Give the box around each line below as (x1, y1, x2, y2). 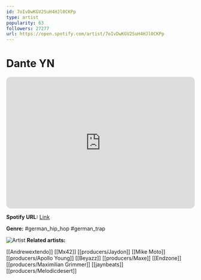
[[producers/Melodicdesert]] (6, 267, 77, 275)
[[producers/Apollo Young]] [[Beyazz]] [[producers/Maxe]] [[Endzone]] (6, 255, 181, 262)
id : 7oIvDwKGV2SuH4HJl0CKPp (6, 8, 77, 15)
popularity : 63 (6, 20, 44, 26)
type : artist (6, 14, 39, 20)
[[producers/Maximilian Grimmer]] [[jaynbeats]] (6, 261, 124, 268)
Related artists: (26, 237, 66, 244)
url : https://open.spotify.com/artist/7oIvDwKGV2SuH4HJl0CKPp (6, 31, 165, 37)
